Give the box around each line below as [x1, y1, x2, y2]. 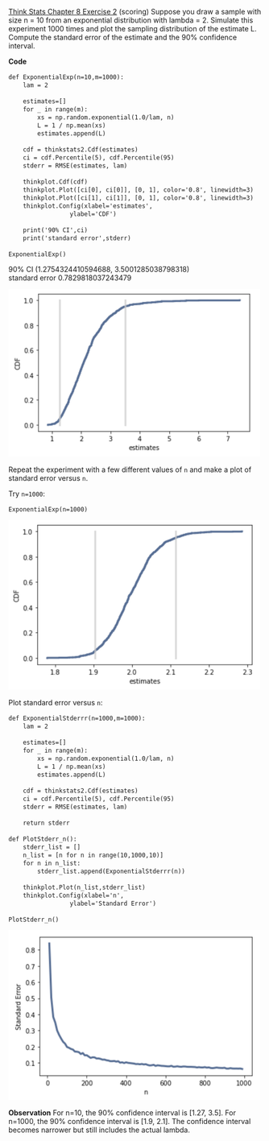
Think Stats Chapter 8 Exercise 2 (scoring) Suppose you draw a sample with [8, 7, 262, 16]
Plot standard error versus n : [8, 698, 103, 708]
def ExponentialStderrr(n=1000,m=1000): [8, 714, 147, 723]
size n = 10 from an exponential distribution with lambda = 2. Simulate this [8, 15, 254, 25]
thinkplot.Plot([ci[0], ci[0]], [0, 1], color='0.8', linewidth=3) [23, 186, 254, 194]
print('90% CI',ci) [23, 226, 89, 234]
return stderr [23, 819, 70, 828]
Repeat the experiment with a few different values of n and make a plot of [8, 465, 252, 474]
